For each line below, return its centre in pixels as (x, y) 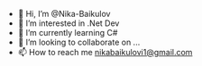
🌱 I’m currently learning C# (68, 33)
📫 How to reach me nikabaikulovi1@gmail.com (105, 52)
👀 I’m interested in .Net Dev (69, 23)
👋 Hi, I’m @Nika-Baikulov (64, 14)
